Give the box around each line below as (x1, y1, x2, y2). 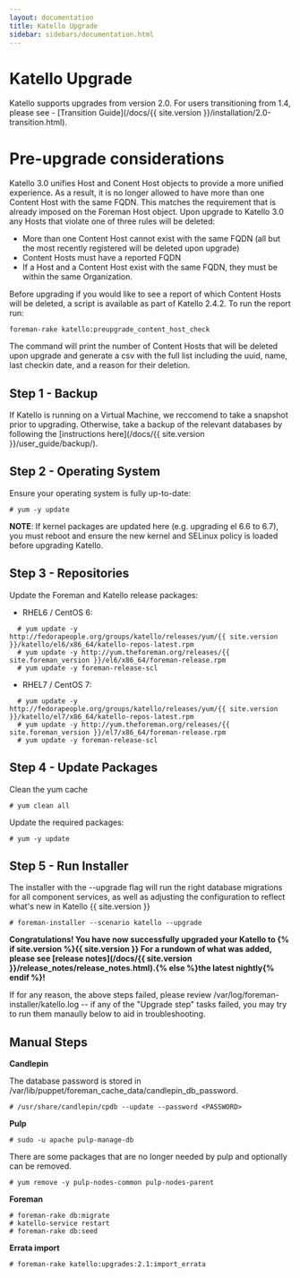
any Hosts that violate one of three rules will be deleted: (9, 216, 215, 227)
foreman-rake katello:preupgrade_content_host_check (9, 325, 210, 334)
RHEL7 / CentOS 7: (21, 679, 92, 690)
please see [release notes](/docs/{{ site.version (9, 953, 193, 964)
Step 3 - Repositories (9, 566, 130, 581)
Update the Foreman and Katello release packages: (9, 589, 199, 600)
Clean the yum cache (9, 784, 88, 794)
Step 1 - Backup (9, 386, 99, 401)
